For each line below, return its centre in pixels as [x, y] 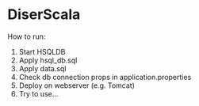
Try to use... [38, 93]
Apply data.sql [42, 68]
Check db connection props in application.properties [105, 77]
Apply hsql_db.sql [48, 60]
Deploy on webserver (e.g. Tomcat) [77, 85]
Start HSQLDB [42, 51]
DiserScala [44, 15]
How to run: [27, 36]
